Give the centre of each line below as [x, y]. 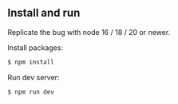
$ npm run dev [31, 92]
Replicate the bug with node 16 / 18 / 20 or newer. [89, 32]
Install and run [44, 13]
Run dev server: [34, 77]
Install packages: [35, 48]
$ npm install [31, 62]
